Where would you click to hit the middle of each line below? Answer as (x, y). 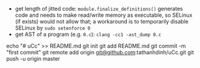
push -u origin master (33, 59)
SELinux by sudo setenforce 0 (53, 28)
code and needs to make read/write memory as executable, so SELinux (104, 15)
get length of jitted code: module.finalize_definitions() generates (99, 9)
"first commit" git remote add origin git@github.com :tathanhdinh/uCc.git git (100, 52)
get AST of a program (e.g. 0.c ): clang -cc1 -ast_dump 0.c (88, 34)
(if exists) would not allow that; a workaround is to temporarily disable (102, 21)
